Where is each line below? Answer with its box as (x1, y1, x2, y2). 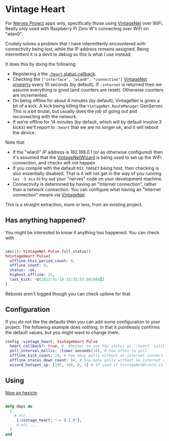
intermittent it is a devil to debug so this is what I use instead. (5, 51, 132, 57)
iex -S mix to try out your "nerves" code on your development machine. (12, 175, 162, 182)
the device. (12, 129, 36, 135)
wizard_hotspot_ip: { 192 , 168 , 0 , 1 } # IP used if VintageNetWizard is (10, 362, 163, 368)
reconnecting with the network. (12, 113, 78, 119)
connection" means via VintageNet (12, 192, 85, 198)
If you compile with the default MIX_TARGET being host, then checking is (12, 165, 159, 171)
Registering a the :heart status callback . (12, 70, 97, 76)
